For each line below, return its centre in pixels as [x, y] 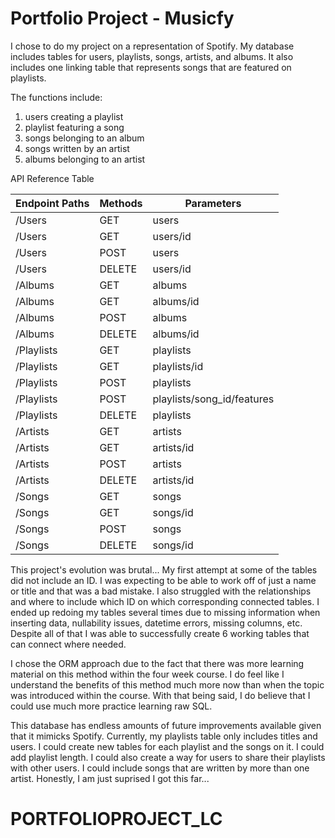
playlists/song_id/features [213, 399]
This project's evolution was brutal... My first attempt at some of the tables [164, 569]
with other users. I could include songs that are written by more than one [160, 768]
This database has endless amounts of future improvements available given [166, 725]
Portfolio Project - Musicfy [122, 18]
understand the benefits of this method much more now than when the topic [167, 684]
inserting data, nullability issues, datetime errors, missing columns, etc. [156, 623]
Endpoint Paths [52, 203]
